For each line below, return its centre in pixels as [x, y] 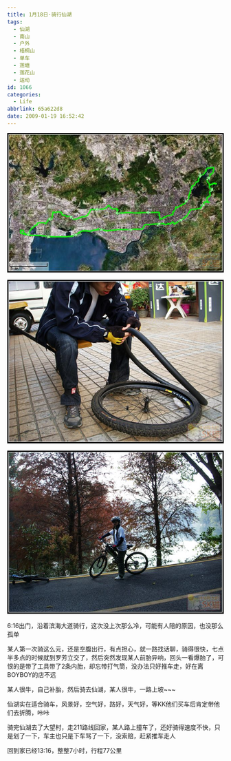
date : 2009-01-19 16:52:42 [46, 116]
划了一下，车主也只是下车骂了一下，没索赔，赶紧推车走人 [94, 736]
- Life [23, 102]
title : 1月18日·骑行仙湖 [40, 14]
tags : [15, 22]
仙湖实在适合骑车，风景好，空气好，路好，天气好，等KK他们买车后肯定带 [111, 704]
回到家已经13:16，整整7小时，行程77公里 [65, 751]
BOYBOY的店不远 [32, 675]
